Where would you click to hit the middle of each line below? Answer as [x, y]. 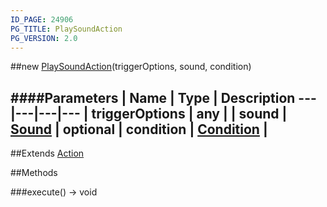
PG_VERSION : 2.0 [44, 38]
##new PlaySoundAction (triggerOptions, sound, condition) [131, 67]
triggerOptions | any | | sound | [189, 113]
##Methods [34, 173]
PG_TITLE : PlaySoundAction [66, 29]
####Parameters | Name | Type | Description [153, 97]
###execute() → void [54, 192]
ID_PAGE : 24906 [42, 19]
